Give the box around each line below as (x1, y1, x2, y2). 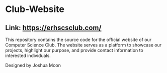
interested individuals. (5, 52, 51, 58)
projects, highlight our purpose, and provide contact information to (5, 47, 143, 53)
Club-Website (5, 3, 64, 15)
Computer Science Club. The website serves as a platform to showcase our (5, 42, 162, 48)
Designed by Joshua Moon (5, 62, 61, 68)
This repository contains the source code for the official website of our (5, 36, 152, 42)
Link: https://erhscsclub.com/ (5, 23, 102, 32)
